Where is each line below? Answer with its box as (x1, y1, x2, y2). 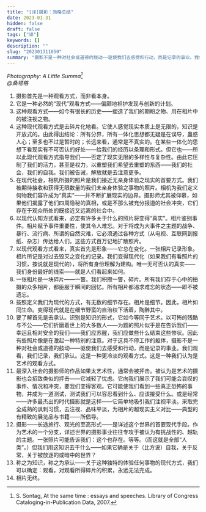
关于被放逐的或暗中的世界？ (26, 452, 97, 459)
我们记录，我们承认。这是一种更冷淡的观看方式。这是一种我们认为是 (26, 352, 198, 359)
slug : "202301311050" (7, 49, 62, 55)
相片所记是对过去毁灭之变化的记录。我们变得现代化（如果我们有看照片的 (15, 253, 198, 260)
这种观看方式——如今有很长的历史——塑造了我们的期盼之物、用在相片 (15, 108, 193, 115)
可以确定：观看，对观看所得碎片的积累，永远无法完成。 (15, 467, 155, 474)
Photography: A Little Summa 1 (7, 71, 83, 79)
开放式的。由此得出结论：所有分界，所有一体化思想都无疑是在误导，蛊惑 (15, 131, 198, 138)
